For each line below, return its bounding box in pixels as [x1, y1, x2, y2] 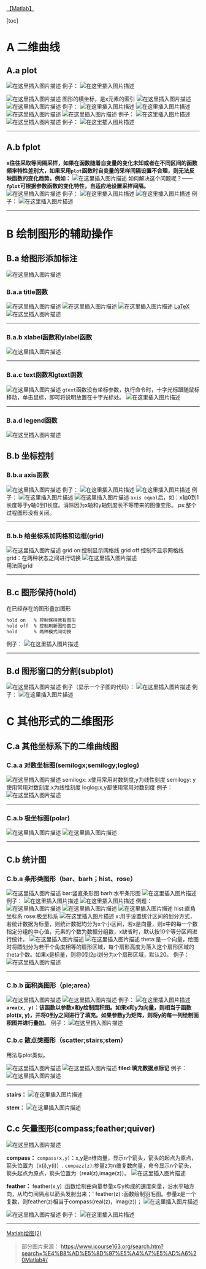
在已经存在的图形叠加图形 [6, 604, 71, 612]
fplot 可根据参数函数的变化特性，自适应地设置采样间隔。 [6, 182, 149, 190]
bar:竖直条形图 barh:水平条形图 [62, 890, 141, 897]
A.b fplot [6, 142, 41, 153]
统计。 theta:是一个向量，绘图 [11, 936, 199, 943]
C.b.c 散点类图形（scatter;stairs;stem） [6, 1036, 127, 1044]
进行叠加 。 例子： [22, 1019, 67, 1027]
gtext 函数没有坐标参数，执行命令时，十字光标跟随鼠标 [62, 385, 200, 393]
